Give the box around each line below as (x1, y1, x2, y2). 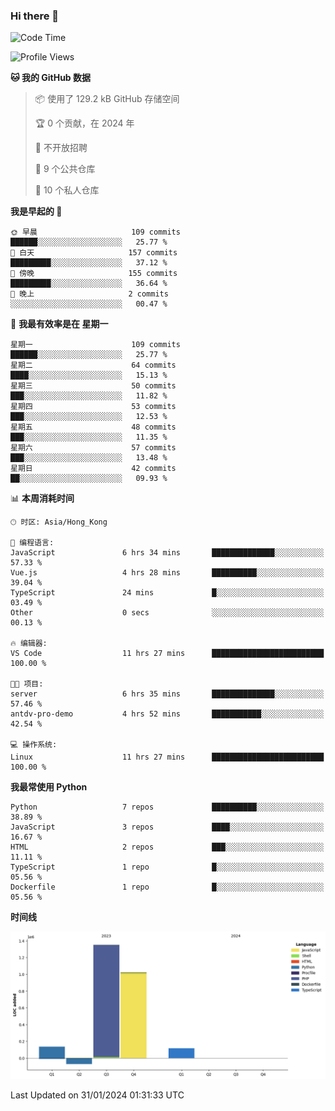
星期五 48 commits (10, 422, 177, 433)
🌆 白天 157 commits (10, 248, 178, 258)
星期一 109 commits (10, 340, 181, 350)
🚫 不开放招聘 (34, 142, 88, 154)
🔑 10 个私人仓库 (34, 184, 100, 196)
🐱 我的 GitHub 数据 (10, 72, 92, 84)
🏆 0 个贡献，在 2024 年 (34, 117, 135, 129)
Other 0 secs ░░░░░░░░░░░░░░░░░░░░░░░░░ (10, 608, 325, 618)
